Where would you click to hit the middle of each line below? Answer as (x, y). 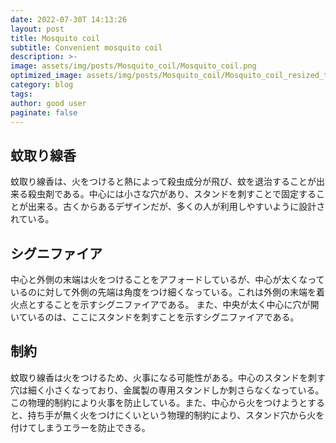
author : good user (48, 103)
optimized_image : (46, 76)
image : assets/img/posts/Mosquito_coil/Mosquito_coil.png (133, 66)
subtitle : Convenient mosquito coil (86, 47)
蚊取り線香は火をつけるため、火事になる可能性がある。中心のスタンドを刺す (168, 377)
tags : (21, 94)
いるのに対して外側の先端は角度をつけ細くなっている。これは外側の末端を (163, 292)
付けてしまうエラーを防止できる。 (80, 427)
